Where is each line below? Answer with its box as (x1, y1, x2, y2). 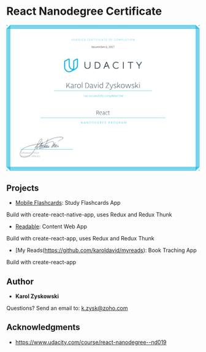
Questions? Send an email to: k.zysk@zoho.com (6, 305, 128, 312)
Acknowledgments (6, 322, 81, 332)
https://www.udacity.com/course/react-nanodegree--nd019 (15, 339, 167, 346)
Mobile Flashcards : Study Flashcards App (15, 199, 121, 207)
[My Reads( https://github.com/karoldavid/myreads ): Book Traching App (15, 247, 197, 254)
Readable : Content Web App (15, 223, 88, 231)
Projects (6, 183, 39, 193)
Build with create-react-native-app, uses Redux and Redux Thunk (6, 211, 172, 218)
